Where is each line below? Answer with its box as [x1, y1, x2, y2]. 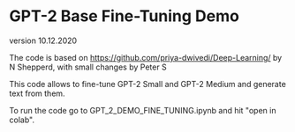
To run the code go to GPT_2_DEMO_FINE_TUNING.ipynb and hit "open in [9, 105, 276, 115]
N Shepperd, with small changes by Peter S [9, 62, 168, 72]
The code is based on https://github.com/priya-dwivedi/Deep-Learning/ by [9, 52, 283, 62]
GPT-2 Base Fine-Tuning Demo [9, 6, 240, 26]
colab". [9, 114, 35, 125]
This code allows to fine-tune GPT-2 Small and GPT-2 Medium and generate [9, 78, 287, 89]
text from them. [9, 88, 65, 99]
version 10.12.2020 [9, 35, 78, 46]
